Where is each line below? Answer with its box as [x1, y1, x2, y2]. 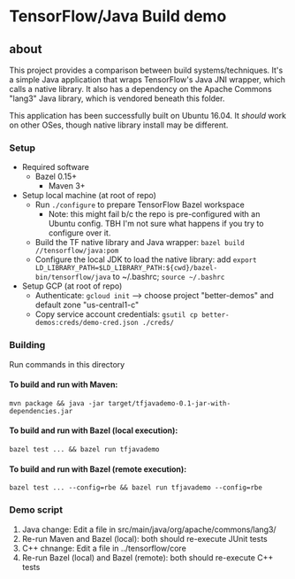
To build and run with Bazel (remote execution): [9, 463, 187, 475]
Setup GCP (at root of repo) [21, 281, 123, 291]
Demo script [9, 504, 64, 516]
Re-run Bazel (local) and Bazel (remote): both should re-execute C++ [21, 552, 274, 563]
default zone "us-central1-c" [34, 299, 140, 311]
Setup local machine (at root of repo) [21, 190, 157, 201]
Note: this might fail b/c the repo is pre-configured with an [48, 209, 261, 220]
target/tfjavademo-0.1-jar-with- [107, 398, 231, 408]
